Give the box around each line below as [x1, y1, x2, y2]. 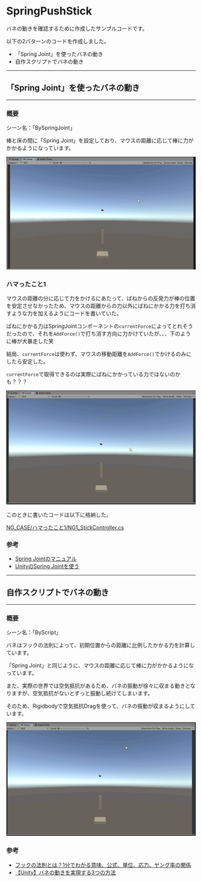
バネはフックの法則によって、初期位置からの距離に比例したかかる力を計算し [6, 642, 195, 649]
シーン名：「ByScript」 [6, 629, 62, 636]
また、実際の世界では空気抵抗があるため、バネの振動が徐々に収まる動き [6, 682, 185, 690]
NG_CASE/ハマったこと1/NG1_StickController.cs [6, 524, 124, 531]
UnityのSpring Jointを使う [14, 562, 80, 569]
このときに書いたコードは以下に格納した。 [6, 511, 112, 518]
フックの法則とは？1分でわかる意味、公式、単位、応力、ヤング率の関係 [14, 861, 191, 868]
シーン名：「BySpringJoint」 [6, 124, 76, 132]
